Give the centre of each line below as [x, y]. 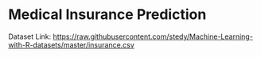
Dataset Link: [30, 36]
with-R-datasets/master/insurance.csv [72, 44]
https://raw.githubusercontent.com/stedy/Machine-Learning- [153, 36]
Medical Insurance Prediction [107, 15]
